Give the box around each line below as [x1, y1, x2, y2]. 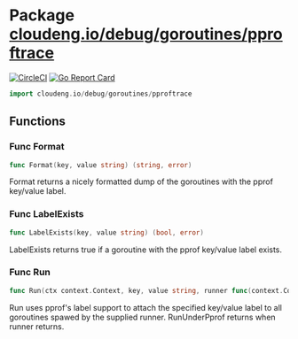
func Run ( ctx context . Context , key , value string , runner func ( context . [9, 286, 284, 295]
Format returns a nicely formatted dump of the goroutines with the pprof [9, 176, 273, 187]
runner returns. [9, 320, 65, 332]
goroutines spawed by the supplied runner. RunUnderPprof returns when [9, 312, 277, 322]
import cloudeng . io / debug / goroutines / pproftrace [9, 89, 192, 98]
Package [9, 5, 75, 26]
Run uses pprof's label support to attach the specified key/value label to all [9, 302, 282, 312]
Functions [9, 114, 67, 129]
